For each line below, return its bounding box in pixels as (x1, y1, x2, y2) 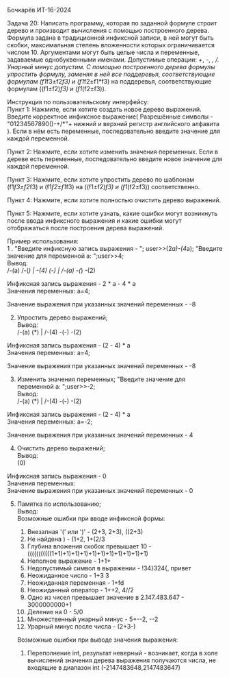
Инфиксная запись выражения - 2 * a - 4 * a (7, 280, 136, 287)
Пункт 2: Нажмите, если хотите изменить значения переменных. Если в (7, 147, 219, 156)
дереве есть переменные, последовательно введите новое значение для (7, 155, 223, 163)
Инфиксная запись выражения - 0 (7, 472, 107, 480)
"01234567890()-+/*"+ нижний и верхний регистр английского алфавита (7, 120, 220, 128)
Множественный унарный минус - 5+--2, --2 (27, 615, 159, 623)
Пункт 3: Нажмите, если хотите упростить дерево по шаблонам (7, 175, 195, 184)
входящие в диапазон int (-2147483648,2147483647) (27, 664, 181, 671)
